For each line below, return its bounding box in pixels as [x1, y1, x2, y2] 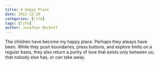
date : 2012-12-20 [5, 12, 41, 17]
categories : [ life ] [5, 16, 45, 21]
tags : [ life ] [5, 21, 32, 26]
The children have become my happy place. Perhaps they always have [5, 39, 148, 44]
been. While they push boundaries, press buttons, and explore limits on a [5, 44, 153, 50]
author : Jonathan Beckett [5, 25, 58, 30]
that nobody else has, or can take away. [5, 54, 86, 60]
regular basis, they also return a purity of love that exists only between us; [5, 49, 155, 55]
